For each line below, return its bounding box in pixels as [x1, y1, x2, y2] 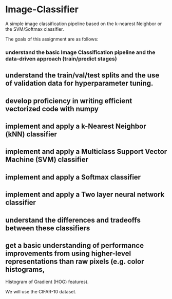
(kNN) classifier [5, 130, 58, 139]
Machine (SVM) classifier [5, 155, 89, 164]
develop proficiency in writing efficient [5, 96, 132, 105]
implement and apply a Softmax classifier [5, 173, 141, 182]
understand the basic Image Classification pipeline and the [5, 49, 156, 56]
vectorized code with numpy [5, 104, 99, 113]
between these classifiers [5, 224, 90, 232]
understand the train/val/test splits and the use [5, 71, 160, 80]
